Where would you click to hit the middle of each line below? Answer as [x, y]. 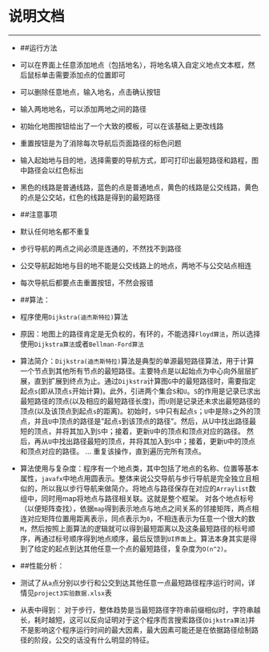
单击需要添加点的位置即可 [83, 75]
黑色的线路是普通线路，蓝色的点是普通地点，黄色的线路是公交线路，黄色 [139, 187]
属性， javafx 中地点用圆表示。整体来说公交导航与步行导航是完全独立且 [136, 478]
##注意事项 [38, 214]
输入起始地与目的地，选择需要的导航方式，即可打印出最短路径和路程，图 [139, 160]
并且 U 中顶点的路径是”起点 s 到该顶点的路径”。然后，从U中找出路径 [142, 421]
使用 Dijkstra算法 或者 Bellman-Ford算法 [82, 344]
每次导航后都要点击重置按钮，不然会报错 [86, 283]
